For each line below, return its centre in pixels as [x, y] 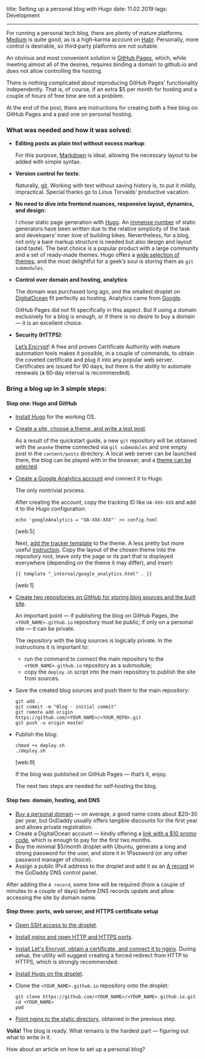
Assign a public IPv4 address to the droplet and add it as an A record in [105, 866]
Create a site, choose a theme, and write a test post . [81, 429]
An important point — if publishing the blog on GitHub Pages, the [97, 616]
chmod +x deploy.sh [40, 746]
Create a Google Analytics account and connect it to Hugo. [89, 479]
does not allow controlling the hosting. [54, 71]
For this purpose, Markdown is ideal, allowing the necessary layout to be [106, 155]
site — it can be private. [45, 629]
